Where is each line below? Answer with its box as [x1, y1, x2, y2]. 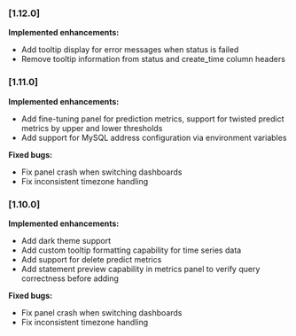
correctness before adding [20, 273, 119, 284]
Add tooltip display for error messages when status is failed [20, 44, 239, 55]
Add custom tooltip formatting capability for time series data [20, 245, 242, 255]
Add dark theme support [20, 235, 112, 246]
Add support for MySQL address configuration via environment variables [20, 132, 287, 143]
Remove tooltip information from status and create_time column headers [20, 54, 285, 65]
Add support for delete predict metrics [20, 254, 162, 264]
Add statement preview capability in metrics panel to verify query [20, 263, 261, 274]
